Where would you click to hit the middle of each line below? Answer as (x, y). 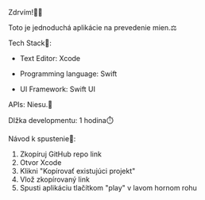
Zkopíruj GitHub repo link (60, 154)
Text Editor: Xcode (50, 58)
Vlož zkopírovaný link (54, 179)
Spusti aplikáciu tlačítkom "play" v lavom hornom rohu (108, 188)
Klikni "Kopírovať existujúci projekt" (77, 171)
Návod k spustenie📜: (42, 138)
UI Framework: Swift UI (58, 89)
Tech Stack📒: (30, 43)
